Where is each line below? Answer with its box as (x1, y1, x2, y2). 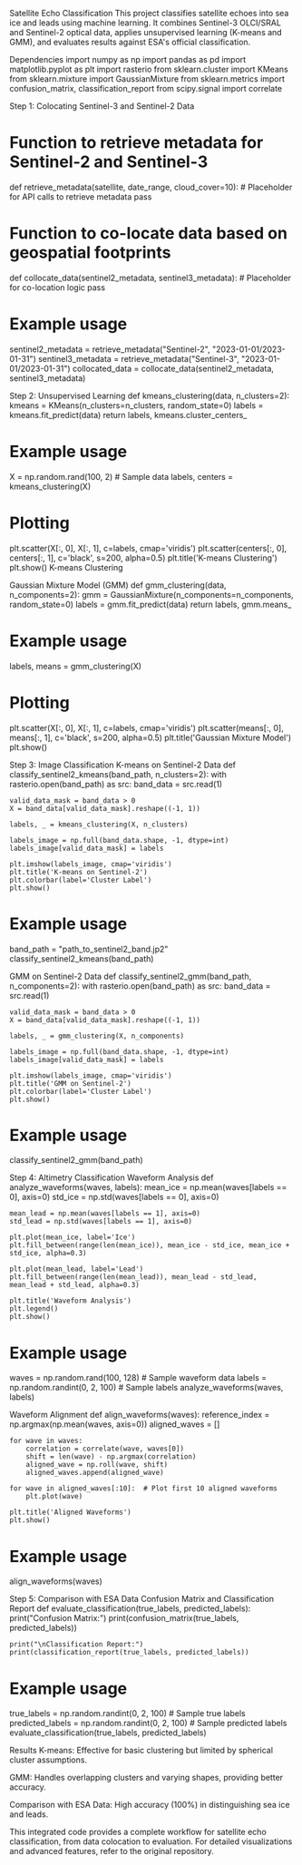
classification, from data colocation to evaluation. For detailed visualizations (9, 1836, 293, 1847)
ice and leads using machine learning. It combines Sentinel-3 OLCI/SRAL (9, 17, 281, 28)
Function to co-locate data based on (9, 223, 288, 244)
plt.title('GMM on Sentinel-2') (9, 1079, 132, 1088)
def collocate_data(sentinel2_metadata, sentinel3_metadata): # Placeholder (9, 272, 292, 283)
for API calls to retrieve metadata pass (9, 190, 152, 202)
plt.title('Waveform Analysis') (9, 1296, 132, 1305)
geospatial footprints (9, 242, 171, 263)
